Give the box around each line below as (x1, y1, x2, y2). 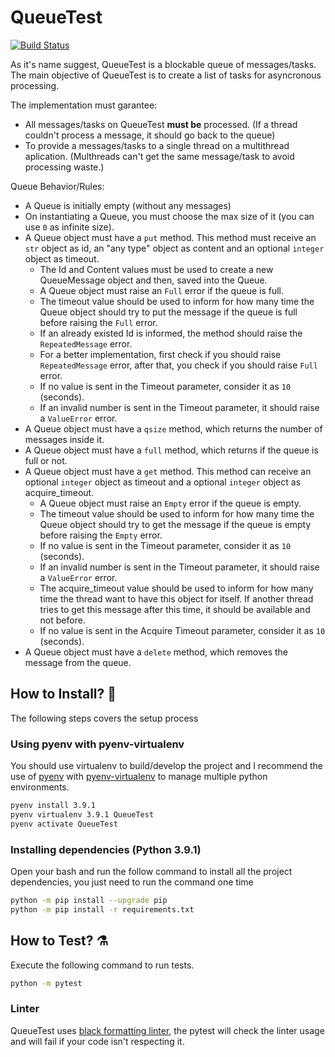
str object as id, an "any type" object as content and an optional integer (24, 242, 325, 254)
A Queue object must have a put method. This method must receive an (24, 231, 317, 243)
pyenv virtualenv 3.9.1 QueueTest (10, 809, 155, 820)
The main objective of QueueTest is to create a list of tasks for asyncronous (10, 69, 322, 81)
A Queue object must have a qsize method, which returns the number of (24, 422, 323, 435)
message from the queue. (24, 656, 132, 668)
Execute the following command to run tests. (10, 959, 195, 971)
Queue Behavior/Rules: (10, 180, 105, 192)
